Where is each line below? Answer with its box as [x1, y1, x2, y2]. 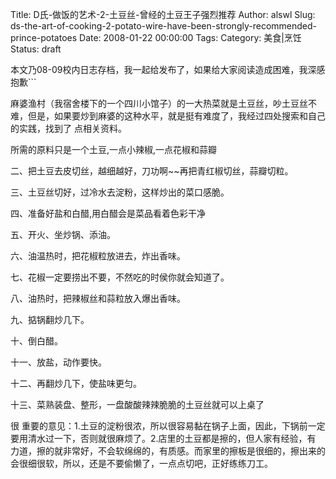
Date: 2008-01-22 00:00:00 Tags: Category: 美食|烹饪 [79, 32, 302, 43]
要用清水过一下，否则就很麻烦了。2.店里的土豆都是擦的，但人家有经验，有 [10, 433, 317, 444]
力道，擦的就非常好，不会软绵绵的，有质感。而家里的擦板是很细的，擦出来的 [10, 445, 326, 457]
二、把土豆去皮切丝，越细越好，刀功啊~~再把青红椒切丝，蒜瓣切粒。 [10, 165, 294, 177]
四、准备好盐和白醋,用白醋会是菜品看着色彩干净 [10, 208, 207, 219]
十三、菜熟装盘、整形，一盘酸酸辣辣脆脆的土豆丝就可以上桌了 [10, 399, 265, 410]
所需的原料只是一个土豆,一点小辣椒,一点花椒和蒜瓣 [10, 144, 218, 155]
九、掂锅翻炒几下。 [10, 314, 90, 325]
